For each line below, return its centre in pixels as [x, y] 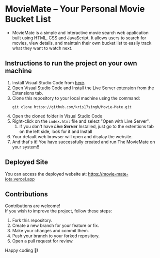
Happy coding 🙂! [22, 250]
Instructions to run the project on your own [71, 63]
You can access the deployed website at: [46, 174]
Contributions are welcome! [33, 206]
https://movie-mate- [108, 174]
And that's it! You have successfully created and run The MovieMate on [83, 142]
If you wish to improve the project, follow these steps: [59, 211]
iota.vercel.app [20, 179]
